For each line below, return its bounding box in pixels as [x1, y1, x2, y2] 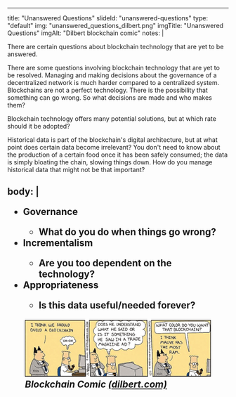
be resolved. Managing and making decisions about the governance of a [7, 71, 217, 79]
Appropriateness [22, 279, 99, 292]
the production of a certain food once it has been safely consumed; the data [7, 150, 228, 159]
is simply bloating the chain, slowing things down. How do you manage [7, 158, 213, 166]
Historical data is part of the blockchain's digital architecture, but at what [7, 136, 218, 144]
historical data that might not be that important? [7, 166, 145, 174]
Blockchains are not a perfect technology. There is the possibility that [7, 86, 209, 94]
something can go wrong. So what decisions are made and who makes [7, 93, 212, 102]
